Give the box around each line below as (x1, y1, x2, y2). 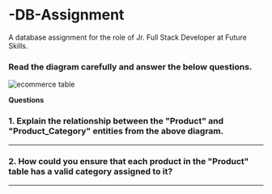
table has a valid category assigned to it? (8, 166, 173, 177)
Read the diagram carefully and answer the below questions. (8, 61, 253, 72)
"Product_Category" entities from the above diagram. (8, 125, 224, 137)
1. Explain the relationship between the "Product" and (8, 116, 224, 127)
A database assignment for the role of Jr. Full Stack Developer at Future (8, 32, 247, 42)
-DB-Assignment (8, 6, 125, 24)
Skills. (8, 40, 28, 50)
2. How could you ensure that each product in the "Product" (8, 156, 249, 167)
